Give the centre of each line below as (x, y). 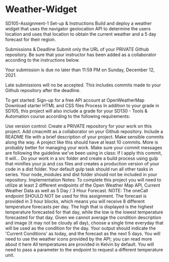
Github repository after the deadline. (43, 90)
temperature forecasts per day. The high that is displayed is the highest (79, 206)
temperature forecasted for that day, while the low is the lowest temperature (84, 212)
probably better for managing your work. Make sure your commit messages (84, 147)
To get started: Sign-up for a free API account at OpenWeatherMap (75, 100)
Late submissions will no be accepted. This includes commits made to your (83, 85)
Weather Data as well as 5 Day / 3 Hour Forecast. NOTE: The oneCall (77, 190)
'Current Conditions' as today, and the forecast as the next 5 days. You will (83, 233)
